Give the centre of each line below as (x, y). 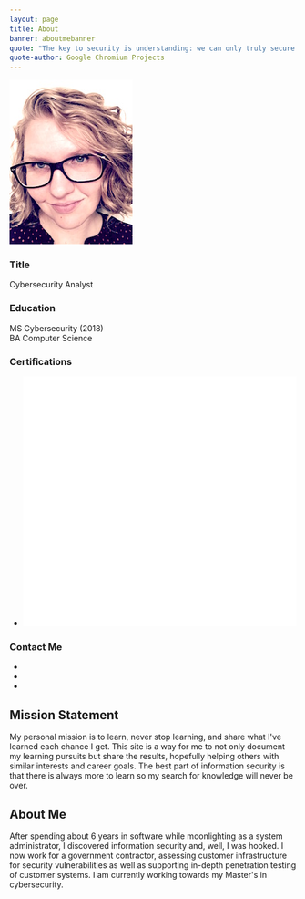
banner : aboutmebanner (52, 38)
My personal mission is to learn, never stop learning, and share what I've (146, 737)
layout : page (34, 19)
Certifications (41, 361)
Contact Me (36, 647)
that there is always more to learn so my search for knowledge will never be (152, 776)
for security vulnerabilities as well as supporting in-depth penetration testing (153, 865)
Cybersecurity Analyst (51, 285)
